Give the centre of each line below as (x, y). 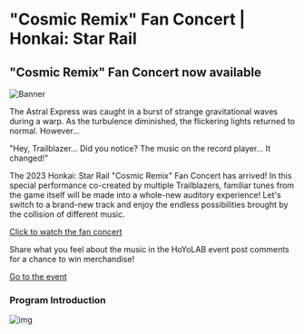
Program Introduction (58, 300)
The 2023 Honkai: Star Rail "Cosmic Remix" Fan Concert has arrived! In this (151, 176)
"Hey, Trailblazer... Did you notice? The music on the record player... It (140, 148)
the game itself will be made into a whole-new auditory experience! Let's (145, 195)
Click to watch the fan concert (66, 232)
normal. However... (44, 131)
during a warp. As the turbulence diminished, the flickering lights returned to (152, 121)
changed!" (29, 158)
